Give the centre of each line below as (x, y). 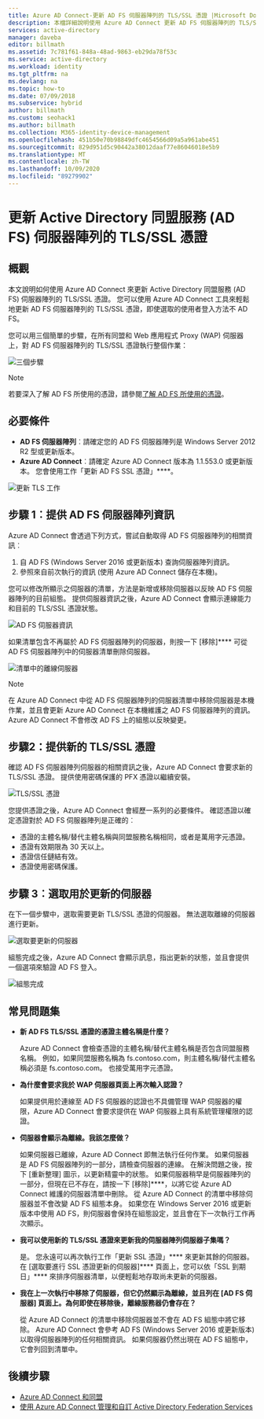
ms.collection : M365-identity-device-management (89, 132)
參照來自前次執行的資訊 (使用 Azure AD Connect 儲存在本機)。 (121, 572)
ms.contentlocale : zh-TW (49, 162)
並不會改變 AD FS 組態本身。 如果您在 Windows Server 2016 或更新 (142, 1203)
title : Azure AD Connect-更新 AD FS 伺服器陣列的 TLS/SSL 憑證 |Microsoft (127, 15)
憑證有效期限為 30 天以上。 (64, 847)
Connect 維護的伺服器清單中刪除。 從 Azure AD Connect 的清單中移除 (132, 1193)
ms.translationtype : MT (47, 154)
